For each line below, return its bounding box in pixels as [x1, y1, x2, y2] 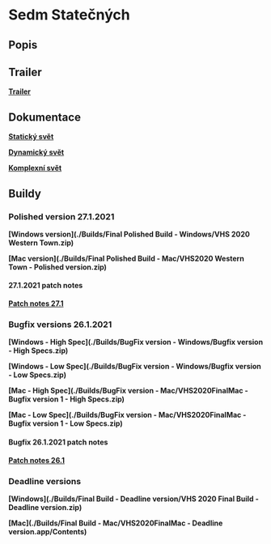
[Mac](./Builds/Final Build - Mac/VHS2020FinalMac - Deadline [8, 518, 223, 528]
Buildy [8, 186, 42, 200]
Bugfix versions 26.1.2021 [8, 319, 112, 330]
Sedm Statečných [8, 6, 131, 24]
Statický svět [8, 132, 54, 142]
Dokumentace [8, 110, 81, 124]
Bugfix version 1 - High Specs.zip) [8, 394, 125, 404]
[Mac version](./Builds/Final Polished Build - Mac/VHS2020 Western [8, 253, 244, 263]
